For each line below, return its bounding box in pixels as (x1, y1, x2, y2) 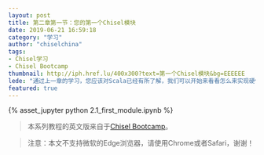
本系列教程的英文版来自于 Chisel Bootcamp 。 (27, 122, 173, 132)
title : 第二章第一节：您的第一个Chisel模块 (8, 19, 136, 27)
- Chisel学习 (8, 56, 49, 63)
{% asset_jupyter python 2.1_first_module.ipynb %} (8, 106, 174, 115)
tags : (8, 48, 26, 56)
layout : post (8, 11, 51, 20)
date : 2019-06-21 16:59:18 (8, 26, 97, 34)
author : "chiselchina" (8, 41, 82, 49)
